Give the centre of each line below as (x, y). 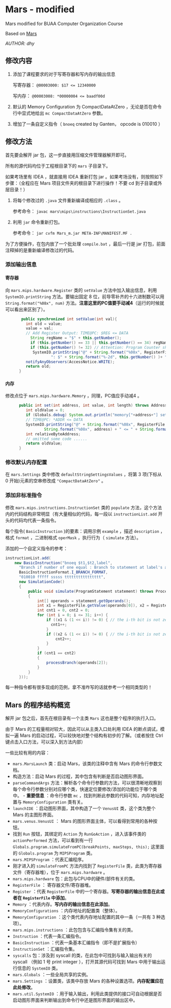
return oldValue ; (44, 443)
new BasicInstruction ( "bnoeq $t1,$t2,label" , (64, 563)
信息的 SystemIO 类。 (39, 968)
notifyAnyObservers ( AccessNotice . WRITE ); (70, 362)
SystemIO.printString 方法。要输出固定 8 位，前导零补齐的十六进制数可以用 (85, 296)
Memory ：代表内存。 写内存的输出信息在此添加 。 (63, 904)
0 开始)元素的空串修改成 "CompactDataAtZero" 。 (55, 481)
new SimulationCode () (42, 582)
